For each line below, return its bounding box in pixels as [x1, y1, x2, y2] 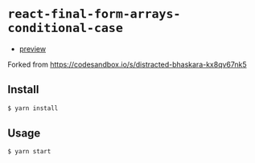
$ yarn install [7, 104, 59, 112]
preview [19, 43, 46, 54]
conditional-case [7, 21, 124, 36]
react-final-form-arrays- [7, 6, 181, 22]
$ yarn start [7, 148, 51, 156]
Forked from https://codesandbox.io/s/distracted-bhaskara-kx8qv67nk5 [7, 59, 247, 69]
